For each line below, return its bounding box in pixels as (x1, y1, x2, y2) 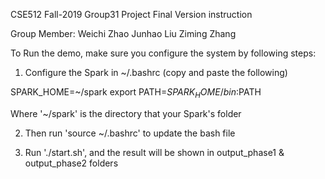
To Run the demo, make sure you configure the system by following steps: (10, 47, 317, 59)
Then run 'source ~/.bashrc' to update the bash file (24, 127, 236, 139)
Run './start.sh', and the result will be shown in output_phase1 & (24, 146, 285, 158)
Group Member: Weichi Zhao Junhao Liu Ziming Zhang (10, 28, 237, 39)
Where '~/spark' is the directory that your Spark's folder (10, 107, 242, 119)
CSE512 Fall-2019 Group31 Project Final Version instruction (10, 9, 253, 20)
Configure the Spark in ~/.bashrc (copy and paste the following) (24, 67, 288, 78)
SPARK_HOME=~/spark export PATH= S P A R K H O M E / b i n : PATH (10, 86, 262, 100)
